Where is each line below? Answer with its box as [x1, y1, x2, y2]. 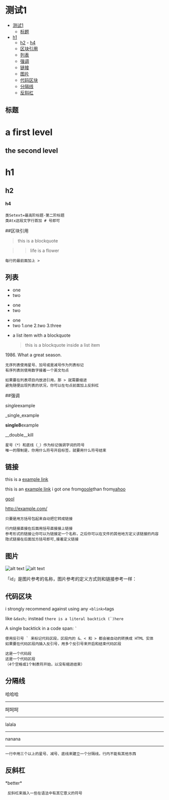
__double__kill [5, 432, 34, 438]
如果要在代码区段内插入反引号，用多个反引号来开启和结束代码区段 [5, 641, 122, 646]
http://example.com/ [5, 506, 48, 512]
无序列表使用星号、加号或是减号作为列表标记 [5, 362, 84, 367]
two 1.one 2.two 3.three [12, 322, 62, 328]
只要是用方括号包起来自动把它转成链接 [5, 516, 73, 522]
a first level [5, 127, 53, 138]
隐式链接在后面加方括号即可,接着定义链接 [5, 537, 79, 542]
